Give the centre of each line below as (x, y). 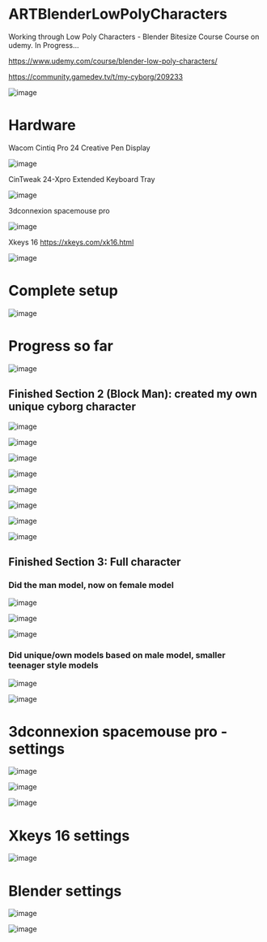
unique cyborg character (72, 407)
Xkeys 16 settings (69, 835)
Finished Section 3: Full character (95, 562)
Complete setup (64, 291)
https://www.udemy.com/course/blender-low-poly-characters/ (113, 61)
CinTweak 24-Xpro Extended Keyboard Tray (82, 179)
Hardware (42, 125)
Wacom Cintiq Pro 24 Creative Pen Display (80, 148)
